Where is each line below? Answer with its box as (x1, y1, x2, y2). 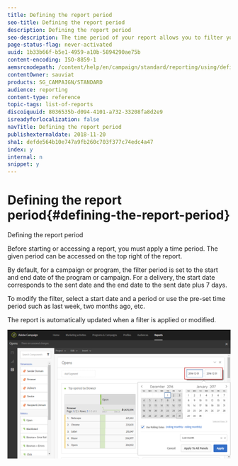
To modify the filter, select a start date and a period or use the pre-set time (7, 295, 226, 303)
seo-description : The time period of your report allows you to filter (7, 34, 223, 41)
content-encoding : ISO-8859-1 (7, 57, 97, 64)
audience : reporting (7, 86, 69, 93)
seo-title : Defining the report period (7, 18, 125, 26)
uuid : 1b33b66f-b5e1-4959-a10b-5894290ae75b (7, 49, 141, 56)
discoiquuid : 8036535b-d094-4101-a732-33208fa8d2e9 (7, 108, 163, 116)
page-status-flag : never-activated (7, 41, 113, 49)
